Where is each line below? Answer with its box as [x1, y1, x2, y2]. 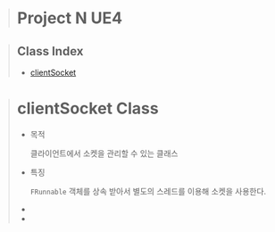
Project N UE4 [16, 8, 122, 29]
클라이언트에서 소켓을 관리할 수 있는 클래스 [29, 147, 179, 159]
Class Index [16, 44, 84, 59]
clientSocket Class [16, 98, 159, 119]
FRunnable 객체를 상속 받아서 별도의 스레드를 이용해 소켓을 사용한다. [29, 186, 267, 196]
